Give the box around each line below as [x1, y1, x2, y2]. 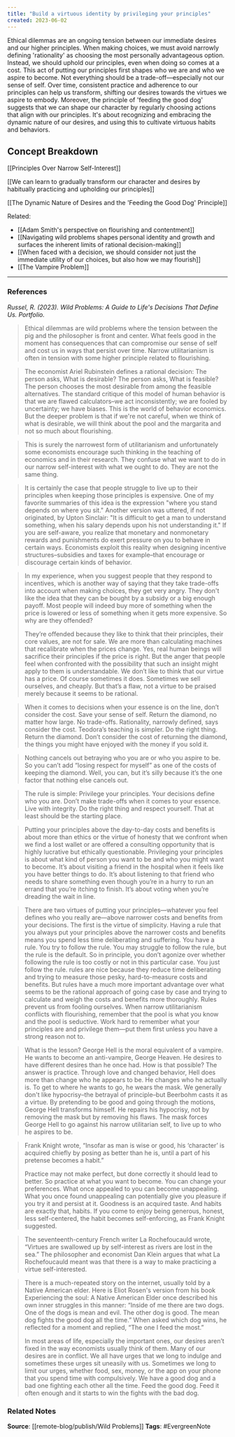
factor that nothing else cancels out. [24, 776, 129, 784]
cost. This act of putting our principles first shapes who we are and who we [7, 66, 225, 74]
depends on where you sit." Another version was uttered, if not [24, 505, 206, 514]
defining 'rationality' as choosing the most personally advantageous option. [7, 50, 225, 59]
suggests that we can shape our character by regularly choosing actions [7, 103, 216, 111]
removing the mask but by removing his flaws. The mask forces [24, 1112, 208, 1121]
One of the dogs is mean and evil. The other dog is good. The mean [24, 1308, 220, 1317]
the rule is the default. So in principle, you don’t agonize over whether [24, 950, 226, 959]
